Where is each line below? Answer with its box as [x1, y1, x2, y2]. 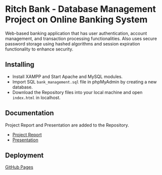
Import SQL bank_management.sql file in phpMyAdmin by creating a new [12, 79, 157, 85]
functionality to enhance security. [5, 46, 74, 52]
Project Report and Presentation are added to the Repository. [5, 122, 129, 128]
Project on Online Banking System [5, 14, 148, 25]
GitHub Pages [5, 164, 34, 170]
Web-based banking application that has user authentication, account [5, 30, 147, 36]
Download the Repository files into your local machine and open [12, 89, 143, 95]
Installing [5, 60, 35, 69]
